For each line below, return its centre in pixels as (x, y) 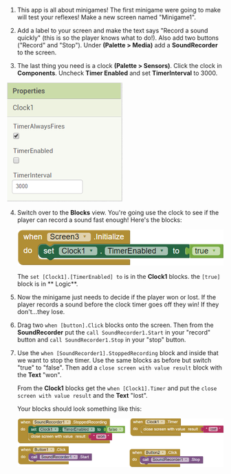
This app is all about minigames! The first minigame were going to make (119, 10)
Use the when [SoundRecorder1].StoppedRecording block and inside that (118, 353)
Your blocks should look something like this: (79, 409)
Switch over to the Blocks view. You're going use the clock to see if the (118, 213)
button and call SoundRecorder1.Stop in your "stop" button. (101, 340)
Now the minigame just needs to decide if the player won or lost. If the (117, 297)
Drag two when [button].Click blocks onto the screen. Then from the (115, 325)
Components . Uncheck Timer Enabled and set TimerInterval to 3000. (117, 73)
